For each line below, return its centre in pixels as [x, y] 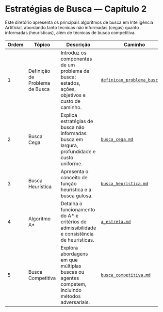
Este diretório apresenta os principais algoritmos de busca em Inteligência [79, 22]
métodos [71, 296]
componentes [76, 59]
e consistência [77, 234]
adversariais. [75, 302]
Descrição [78, 45]
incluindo [71, 290]
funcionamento [78, 209]
